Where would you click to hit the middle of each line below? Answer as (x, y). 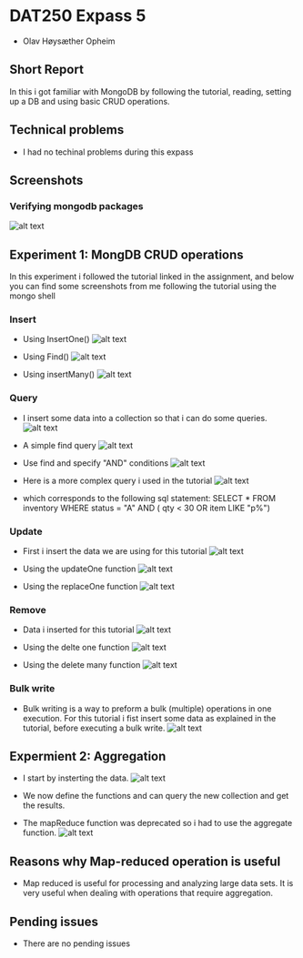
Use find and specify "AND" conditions (96, 463)
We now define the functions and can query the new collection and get (156, 796)
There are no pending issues (76, 943)
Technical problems (67, 130)
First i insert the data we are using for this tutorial (115, 550)
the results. (44, 805)
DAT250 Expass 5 (78, 16)
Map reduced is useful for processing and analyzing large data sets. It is (158, 883)
